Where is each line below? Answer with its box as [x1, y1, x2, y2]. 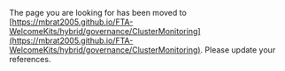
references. [9, 54, 51, 64]
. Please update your [200, 45, 276, 55]
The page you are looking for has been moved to [9, 8, 188, 18]
